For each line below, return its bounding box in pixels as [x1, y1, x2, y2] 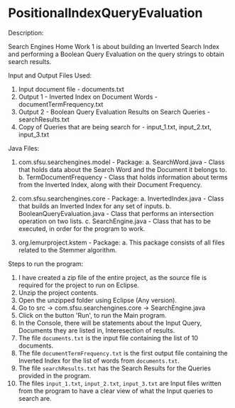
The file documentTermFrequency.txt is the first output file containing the [18, 348, 228, 357]
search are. [18, 394, 52, 402]
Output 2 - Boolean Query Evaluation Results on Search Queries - [18, 107, 210, 116]
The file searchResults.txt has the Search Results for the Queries [18, 364, 212, 372]
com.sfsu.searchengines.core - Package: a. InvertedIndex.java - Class [18, 194, 224, 203]
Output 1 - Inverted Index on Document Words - [18, 92, 158, 101]
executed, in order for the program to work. [18, 224, 146, 232]
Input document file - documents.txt [18, 85, 124, 93]
